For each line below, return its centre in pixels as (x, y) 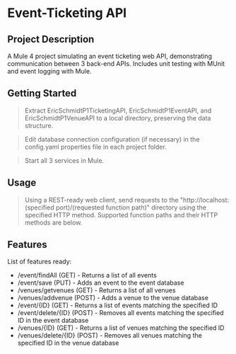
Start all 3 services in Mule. (64, 160)
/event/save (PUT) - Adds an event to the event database (101, 283)
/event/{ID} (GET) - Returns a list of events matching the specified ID (117, 305)
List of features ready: (40, 262)
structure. (39, 125)
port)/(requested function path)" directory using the (131, 207)
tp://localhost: (209, 200)
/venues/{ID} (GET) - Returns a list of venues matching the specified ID (121, 328)
